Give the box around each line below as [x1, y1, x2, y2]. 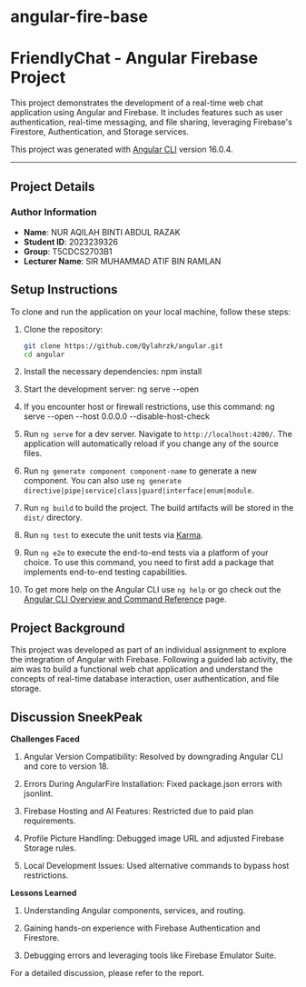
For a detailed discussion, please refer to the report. [10, 968, 205, 978]
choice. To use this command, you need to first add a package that [23, 557, 274, 568]
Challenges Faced [10, 733, 80, 744]
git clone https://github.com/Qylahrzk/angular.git [23, 341, 223, 351]
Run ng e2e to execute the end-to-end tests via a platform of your [23, 547, 269, 558]
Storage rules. [23, 842, 76, 853]
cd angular [23, 350, 65, 359]
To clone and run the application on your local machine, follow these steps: [10, 306, 291, 317]
